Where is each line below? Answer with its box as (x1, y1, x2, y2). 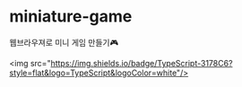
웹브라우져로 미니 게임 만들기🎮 (9, 37, 119, 48)
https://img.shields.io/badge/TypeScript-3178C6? (50, 57, 233, 68)
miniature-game (9, 6, 133, 27)
